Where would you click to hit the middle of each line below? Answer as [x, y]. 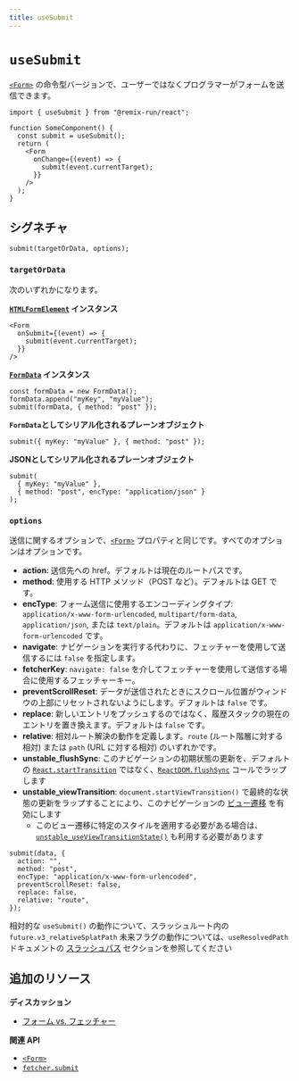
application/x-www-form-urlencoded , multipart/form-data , [130, 613]
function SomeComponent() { [62, 128]
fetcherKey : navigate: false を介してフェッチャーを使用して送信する [150, 669]
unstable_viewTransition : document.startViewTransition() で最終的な [151, 792]
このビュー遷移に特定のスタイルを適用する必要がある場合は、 [149, 825]
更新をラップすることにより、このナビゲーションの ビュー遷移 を [157, 802]
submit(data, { [37, 853]
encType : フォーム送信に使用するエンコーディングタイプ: [128, 603]
